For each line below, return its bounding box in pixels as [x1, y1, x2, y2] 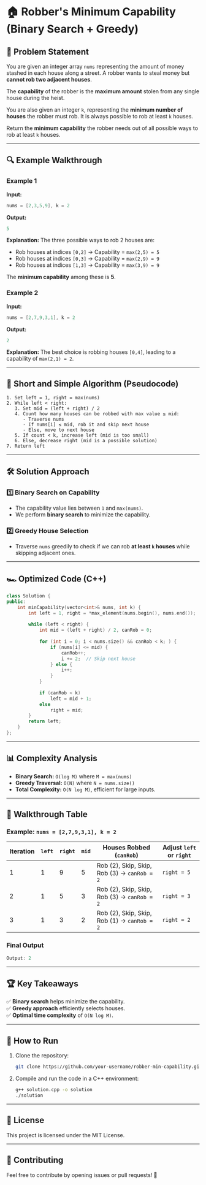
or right [167, 851, 192, 859]
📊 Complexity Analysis [6, 753, 98, 764]
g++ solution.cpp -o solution [15, 1087, 93, 1093]
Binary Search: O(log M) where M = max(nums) [15, 772, 132, 780]
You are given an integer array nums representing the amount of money [6, 63, 185, 70]
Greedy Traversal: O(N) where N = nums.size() [15, 779, 135, 786]
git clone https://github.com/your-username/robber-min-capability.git [15, 1064, 202, 1070]
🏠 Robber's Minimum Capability [6, 5, 176, 19]
